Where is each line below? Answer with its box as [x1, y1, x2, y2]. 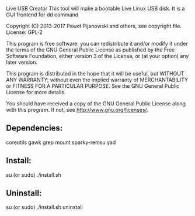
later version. [6, 59, 38, 66]
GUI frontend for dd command [6, 11, 79, 18]
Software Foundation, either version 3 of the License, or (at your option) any [6, 53, 189, 59]
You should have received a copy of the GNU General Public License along [6, 100, 186, 107]
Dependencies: [6, 123, 63, 133]
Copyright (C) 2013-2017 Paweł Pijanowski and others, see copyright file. [6, 23, 182, 29]
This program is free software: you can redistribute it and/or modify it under [6, 40, 188, 47]
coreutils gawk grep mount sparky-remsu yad [6, 139, 116, 146]
